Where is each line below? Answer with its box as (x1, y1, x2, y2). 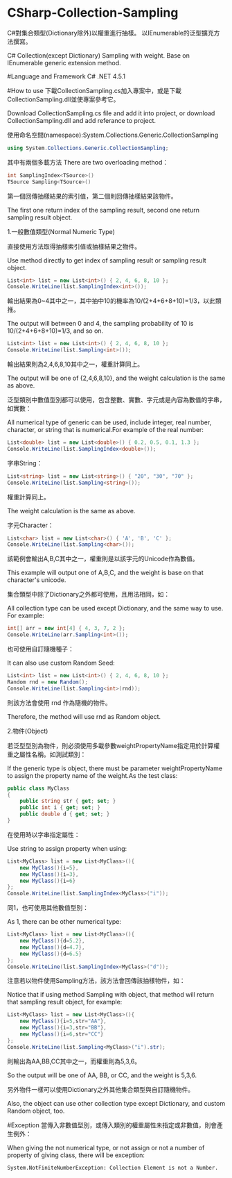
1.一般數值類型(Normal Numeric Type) (7, 227, 116, 235)
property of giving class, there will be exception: (7, 1151, 145, 1159)
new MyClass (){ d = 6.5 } (19, 950, 82, 957)
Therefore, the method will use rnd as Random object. (7, 712, 161, 720)
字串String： (7, 458, 43, 467)
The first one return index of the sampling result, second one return (7, 206, 199, 214)
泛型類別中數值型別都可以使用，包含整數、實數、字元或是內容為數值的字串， (7, 396, 226, 404)
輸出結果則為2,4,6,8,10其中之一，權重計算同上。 (7, 360, 144, 369)
